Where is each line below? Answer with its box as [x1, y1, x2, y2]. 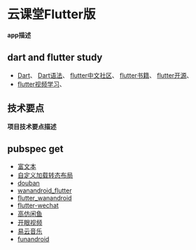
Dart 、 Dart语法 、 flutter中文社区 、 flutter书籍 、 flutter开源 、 [17, 71, 193, 79]
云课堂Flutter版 [7, 6, 96, 22]
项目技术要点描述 [7, 122, 57, 130]
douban [17, 179, 40, 188]
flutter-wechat [17, 201, 59, 210]
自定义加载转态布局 [17, 171, 73, 179]
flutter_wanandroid [17, 194, 72, 202]
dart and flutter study [7, 52, 103, 64]
